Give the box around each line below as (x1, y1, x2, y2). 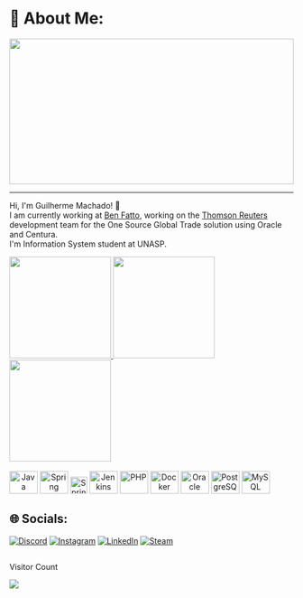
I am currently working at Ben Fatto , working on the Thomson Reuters (9, 210, 268, 220)
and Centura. (9, 229, 59, 239)
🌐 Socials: (9, 511, 69, 527)
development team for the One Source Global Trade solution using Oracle (9, 219, 282, 229)
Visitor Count (9, 562, 59, 573)
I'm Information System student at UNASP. (9, 238, 167, 249)
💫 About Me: (9, 8, 105, 29)
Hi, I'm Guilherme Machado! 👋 (9, 200, 121, 210)
